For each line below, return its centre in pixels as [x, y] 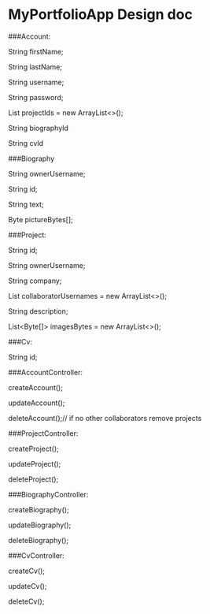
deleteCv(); [26, 601]
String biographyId [39, 128]
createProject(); [33, 448]
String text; [26, 204]
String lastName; [35, 67]
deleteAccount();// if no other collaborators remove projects [105, 418]
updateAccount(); [37, 403]
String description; [38, 311]
